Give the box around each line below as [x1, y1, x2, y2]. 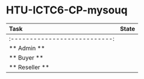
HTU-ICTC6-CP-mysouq [6, 4, 128, 17]
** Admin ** [9, 44, 45, 52]
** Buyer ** [9, 53, 44, 61]
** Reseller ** [9, 63, 50, 71]
